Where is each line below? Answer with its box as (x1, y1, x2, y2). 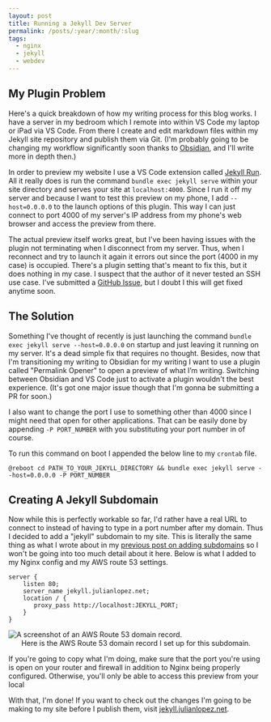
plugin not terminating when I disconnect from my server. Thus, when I (8, 243, 244, 253)
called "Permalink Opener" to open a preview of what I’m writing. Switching (8, 365, 260, 375)
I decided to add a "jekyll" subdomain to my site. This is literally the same (8, 532, 252, 541)
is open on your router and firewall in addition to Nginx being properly (8, 663, 241, 673)
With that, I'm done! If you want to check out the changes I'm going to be (8, 695, 252, 705)
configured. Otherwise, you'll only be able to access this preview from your (8, 671, 259, 681)
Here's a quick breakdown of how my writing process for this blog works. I (8, 108, 257, 118)
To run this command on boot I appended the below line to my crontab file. (8, 448, 257, 458)
